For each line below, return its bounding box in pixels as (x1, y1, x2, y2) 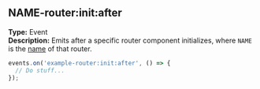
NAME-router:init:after (8, 6, 122, 20)
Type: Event (8, 27, 48, 36)
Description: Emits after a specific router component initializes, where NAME (8, 35, 252, 45)
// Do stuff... (15, 66, 65, 74)
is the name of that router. (8, 43, 92, 54)
